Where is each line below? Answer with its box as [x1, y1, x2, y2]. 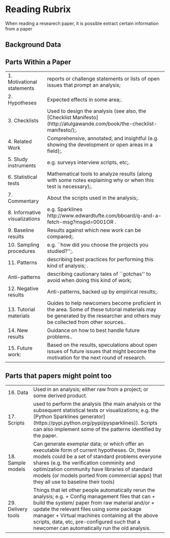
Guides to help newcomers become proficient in [47, 300, 161, 307]
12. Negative [8, 285, 39, 292]
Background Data [5, 41, 62, 49]
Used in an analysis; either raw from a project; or [33, 385, 149, 392]
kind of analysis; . [47, 262, 89, 269]
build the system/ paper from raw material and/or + [33, 499, 155, 506]
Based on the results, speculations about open [47, 341, 158, 348]
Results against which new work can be [47, 227, 141, 234]
